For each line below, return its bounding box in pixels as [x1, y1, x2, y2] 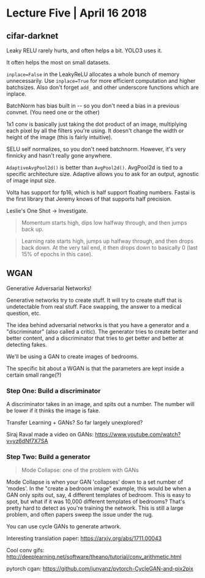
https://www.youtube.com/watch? [94, 431, 181, 438]
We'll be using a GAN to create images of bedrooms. [6, 353, 139, 360]
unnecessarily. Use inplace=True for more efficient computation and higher [6, 77, 196, 84]
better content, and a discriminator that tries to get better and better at [6, 334, 184, 342]
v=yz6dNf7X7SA [6, 437, 48, 445]
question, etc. [6, 309, 41, 317]
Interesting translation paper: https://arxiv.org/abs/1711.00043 [6, 534, 162, 542]
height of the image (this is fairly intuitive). [6, 134, 113, 141]
